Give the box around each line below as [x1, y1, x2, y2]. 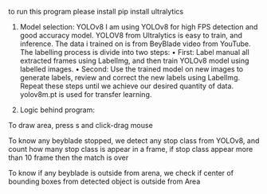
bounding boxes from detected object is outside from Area [8, 177, 201, 186]
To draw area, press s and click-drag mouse [8, 121, 153, 130]
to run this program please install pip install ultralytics [8, 7, 184, 16]
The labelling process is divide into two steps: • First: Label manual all [19, 48, 249, 56]
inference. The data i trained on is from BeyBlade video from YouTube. [19, 39, 251, 48]
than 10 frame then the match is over [8, 153, 129, 162]
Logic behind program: [19, 105, 96, 114]
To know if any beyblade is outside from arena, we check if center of [8, 169, 234, 177]
